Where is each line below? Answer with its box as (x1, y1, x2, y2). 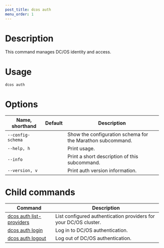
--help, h (7, 146, 30, 151)
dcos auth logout (7, 235, 46, 242)
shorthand (11, 123, 37, 130)
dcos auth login (7, 227, 43, 234)
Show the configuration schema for (67, 131, 148, 138)
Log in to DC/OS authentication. (55, 227, 128, 234)
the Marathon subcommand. (67, 137, 133, 144)
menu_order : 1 (5, 12, 34, 17)
